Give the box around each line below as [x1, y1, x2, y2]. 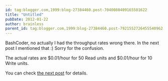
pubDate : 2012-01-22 [5, 17, 49, 22]
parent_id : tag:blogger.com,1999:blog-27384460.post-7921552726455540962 [5, 26, 163, 31]
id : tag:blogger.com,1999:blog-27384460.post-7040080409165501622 [5, 7, 147, 13]
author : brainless [5, 21, 44, 27]
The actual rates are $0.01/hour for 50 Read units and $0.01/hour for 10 [5, 55, 152, 61]
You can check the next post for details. [5, 70, 88, 76]
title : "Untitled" [5, 12, 44, 17]
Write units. [5, 60, 29, 66]
